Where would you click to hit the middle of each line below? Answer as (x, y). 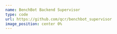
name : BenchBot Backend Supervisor (43, 10)
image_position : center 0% (34, 24)
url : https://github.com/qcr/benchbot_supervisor (59, 19)
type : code (17, 14)
